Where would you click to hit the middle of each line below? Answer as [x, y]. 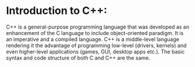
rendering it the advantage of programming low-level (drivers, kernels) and [96, 45]
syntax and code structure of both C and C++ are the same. [78, 58]
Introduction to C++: [57, 11]
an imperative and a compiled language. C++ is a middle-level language [93, 39]
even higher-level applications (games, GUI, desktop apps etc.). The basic [95, 51]
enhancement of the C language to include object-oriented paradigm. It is [95, 33]
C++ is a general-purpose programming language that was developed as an [97, 27]
